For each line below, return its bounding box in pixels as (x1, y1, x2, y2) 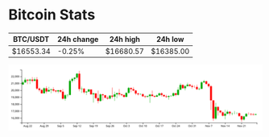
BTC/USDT (13, 35, 50, 44)
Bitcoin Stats (8, 6, 96, 24)
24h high (109, 35, 141, 44)
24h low (155, 35, 184, 44)
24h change (57, 35, 99, 44)
